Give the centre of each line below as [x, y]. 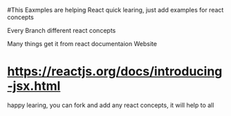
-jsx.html [34, 86]
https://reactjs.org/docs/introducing [115, 72]
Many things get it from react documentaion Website [82, 44]
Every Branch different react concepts [62, 31]
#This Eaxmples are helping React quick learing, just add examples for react [115, 10]
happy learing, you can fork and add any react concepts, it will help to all [111, 105]
